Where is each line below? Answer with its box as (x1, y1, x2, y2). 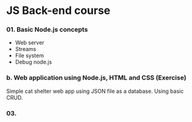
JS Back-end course (6, 4, 111, 18)
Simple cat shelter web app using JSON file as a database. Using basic (6, 87, 184, 95)
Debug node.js (15, 58, 52, 66)
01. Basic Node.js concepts (6, 25, 88, 34)
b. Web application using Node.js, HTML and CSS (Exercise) (6, 73, 187, 82)
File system (15, 52, 44, 59)
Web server (15, 39, 44, 46)
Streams (15, 46, 36, 53)
